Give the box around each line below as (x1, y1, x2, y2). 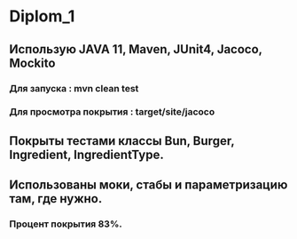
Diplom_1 (9, 6, 75, 27)
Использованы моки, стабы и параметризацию (9, 178, 288, 193)
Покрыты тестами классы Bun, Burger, (9, 133, 235, 148)
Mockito (9, 55, 56, 70)
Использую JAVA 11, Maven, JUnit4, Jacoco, (9, 42, 263, 57)
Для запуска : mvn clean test (9, 82, 139, 94)
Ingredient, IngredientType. (9, 147, 164, 162)
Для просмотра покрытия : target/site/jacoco (9, 106, 215, 118)
